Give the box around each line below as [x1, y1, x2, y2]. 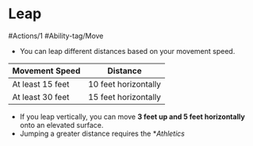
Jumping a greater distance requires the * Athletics [19, 129, 185, 138]
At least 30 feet [12, 91, 70, 102]
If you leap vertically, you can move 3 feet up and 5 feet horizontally [19, 112, 246, 121]
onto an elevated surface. [19, 120, 104, 129]
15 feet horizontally [88, 91, 161, 102]
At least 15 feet [12, 79, 70, 90]
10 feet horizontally [88, 79, 161, 90]
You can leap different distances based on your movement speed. [19, 46, 236, 56]
